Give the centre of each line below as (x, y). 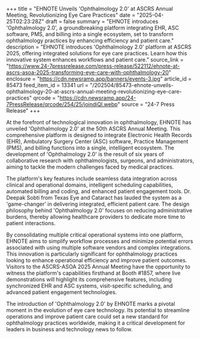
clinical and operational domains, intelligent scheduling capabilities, (89, 185)
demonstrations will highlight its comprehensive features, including (89, 279)
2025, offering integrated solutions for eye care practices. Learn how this (97, 53)
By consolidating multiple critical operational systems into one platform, (95, 235)
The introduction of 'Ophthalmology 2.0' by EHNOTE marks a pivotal (91, 304)
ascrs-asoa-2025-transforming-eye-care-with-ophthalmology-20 (88, 72)
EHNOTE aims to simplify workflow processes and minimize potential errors (100, 241)
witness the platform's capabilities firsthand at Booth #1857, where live (93, 273)
